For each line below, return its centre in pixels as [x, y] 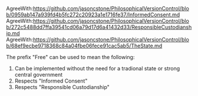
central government [39, 75]
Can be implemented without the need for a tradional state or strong [97, 68]
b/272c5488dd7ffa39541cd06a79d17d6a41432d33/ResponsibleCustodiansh [99, 27]
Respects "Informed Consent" [51, 81]
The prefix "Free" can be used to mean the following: [70, 57]
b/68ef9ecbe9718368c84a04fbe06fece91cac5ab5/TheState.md [84, 46]
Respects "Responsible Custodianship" [62, 87]
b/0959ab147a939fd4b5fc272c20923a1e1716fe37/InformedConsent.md [93, 15]
